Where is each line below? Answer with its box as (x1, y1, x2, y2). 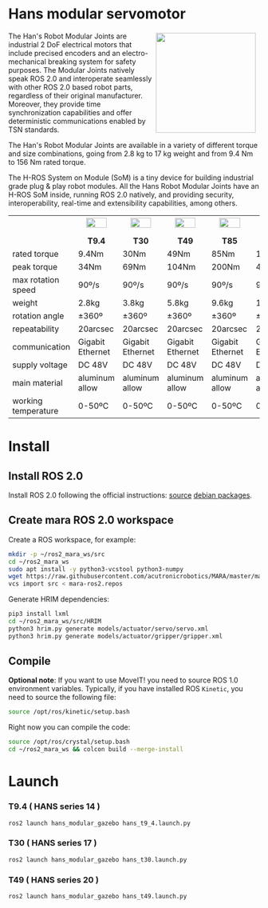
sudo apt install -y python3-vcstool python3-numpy (8, 565, 183, 573)
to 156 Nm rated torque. (8, 157, 86, 166)
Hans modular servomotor (8, 5, 186, 23)
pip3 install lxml (8, 610, 69, 618)
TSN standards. (8, 125, 60, 134)
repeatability (12, 323, 60, 334)
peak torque (12, 261, 58, 272)
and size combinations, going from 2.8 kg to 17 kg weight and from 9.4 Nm (8, 149, 254, 158)
